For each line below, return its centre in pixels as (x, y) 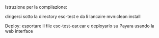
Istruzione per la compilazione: (36, 7)
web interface (19, 31)
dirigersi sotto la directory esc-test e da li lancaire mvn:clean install (73, 16)
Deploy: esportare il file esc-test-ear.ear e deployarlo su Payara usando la (80, 26)
